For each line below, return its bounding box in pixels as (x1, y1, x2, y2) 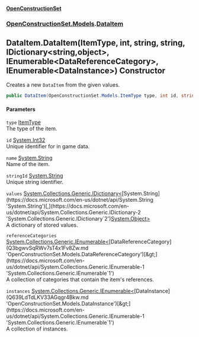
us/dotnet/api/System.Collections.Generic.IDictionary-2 (6, 209, 141, 216)
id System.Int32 (6, 136, 46, 144)
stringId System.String (6, 172, 63, 179)
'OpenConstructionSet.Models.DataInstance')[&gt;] (6, 300, 131, 307)
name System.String (6, 154, 53, 161)
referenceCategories (6, 233, 57, 239)
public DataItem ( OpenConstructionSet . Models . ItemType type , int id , (6, 93, 179, 99)
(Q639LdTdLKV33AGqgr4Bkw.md (6, 294, 89, 301)
